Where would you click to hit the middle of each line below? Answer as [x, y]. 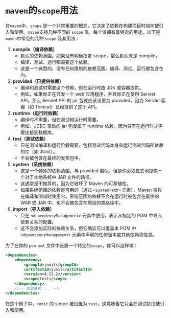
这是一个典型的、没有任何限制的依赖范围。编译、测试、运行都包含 [90, 68]
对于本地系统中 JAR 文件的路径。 [59, 177]
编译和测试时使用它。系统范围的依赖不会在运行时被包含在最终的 [92, 196]
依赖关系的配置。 [38, 222]
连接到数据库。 [41, 132]
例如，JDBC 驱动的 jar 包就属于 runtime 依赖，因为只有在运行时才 [89, 126]
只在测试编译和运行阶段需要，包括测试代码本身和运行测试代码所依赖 [92, 145]
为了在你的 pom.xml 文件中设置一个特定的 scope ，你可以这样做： [72, 245]
